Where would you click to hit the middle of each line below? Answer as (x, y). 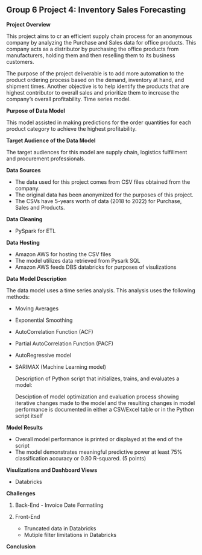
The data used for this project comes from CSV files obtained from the (103, 182)
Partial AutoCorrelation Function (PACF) (64, 343)
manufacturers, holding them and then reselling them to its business (91, 55)
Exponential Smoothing (44, 320)
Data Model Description (36, 278)
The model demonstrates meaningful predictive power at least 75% (99, 452)
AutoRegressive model (43, 355)
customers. (20, 61)
